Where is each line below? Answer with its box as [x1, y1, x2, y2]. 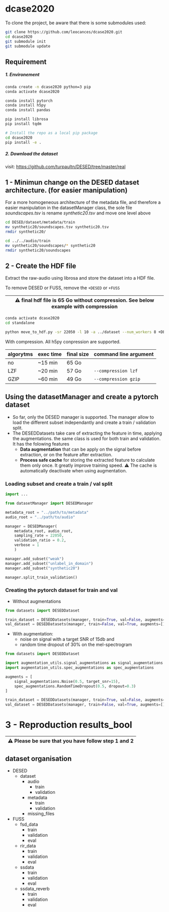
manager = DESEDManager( [5, 523, 57, 529]
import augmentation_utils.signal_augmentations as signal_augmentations [5, 661, 163, 666]
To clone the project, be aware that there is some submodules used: [5, 20, 146, 26]
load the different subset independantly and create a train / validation [12, 419, 156, 425]
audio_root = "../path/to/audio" [5, 514, 75, 520]
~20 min [37, 367, 58, 374]
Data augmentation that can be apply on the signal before [20, 446, 141, 452]
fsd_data [20, 821, 38, 827]
